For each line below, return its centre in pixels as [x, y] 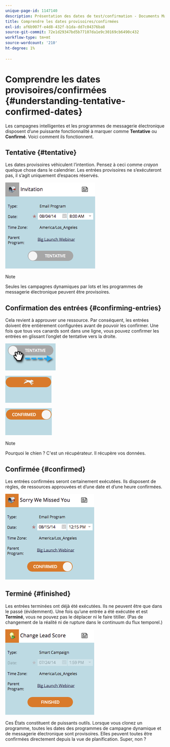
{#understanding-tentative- [65, 101]
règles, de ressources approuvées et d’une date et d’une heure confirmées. [84, 487]
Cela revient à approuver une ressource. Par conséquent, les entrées [77, 320]
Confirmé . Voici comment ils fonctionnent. [50, 137]
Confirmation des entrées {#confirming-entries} [83, 308]
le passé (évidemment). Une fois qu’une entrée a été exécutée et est [76, 611]
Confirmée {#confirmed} [46, 469]
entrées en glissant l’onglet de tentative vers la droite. [61, 336]
